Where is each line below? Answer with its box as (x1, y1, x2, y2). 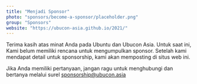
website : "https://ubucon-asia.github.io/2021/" (6, 25, 128, 31)
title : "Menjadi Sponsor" (6, 8, 70, 15)
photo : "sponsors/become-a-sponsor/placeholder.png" (6, 14, 139, 20)
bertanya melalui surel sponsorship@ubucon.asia (6, 71, 126, 78)
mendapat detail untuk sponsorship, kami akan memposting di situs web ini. (6, 53, 191, 61)
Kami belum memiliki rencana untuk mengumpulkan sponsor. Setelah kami (6, 48, 187, 55)
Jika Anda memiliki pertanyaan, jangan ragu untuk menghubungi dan (6, 65, 173, 72)
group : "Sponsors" (6, 19, 51, 25)
